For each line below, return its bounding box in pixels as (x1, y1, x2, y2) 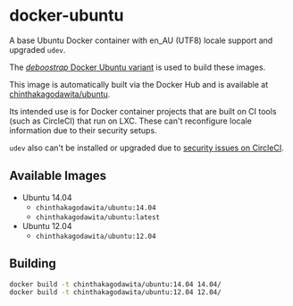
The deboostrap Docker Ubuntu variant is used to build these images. (9, 62, 266, 72)
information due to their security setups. (9, 124, 158, 135)
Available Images (9, 168, 107, 183)
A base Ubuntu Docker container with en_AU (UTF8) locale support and (9, 35, 273, 46)
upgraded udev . (9, 44, 66, 55)
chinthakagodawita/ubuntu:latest (35, 212, 161, 222)
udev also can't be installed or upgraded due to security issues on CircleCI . (9, 142, 284, 153)
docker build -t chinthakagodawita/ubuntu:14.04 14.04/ (9, 279, 222, 289)
